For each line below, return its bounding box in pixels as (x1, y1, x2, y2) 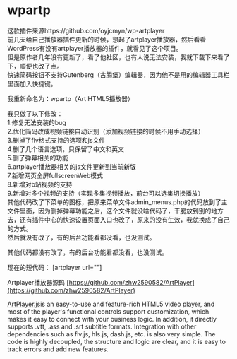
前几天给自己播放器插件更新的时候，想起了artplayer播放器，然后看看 (7, 35, 207, 44)
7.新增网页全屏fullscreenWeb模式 (7, 171, 104, 179)
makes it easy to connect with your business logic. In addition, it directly (7, 314, 217, 323)
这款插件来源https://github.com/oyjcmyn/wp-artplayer (7, 26, 165, 35)
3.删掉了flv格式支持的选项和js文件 (7, 136, 106, 144)
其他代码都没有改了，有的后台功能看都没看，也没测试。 (7, 248, 168, 257)
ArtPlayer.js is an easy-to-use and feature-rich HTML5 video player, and (7, 300, 215, 308)
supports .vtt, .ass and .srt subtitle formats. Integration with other (7, 322, 197, 331)
